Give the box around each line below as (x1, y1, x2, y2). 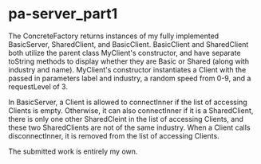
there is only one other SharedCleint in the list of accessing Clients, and (8, 114, 243, 123)
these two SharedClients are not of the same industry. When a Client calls (8, 123, 251, 132)
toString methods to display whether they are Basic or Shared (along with (8, 57, 250, 66)
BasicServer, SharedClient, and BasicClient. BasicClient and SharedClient (8, 39, 249, 49)
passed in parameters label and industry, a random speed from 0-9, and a (8, 73, 251, 83)
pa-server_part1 (8, 5, 118, 23)
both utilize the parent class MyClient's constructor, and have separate (8, 48, 241, 57)
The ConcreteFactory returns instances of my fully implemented (8, 31, 219, 41)
